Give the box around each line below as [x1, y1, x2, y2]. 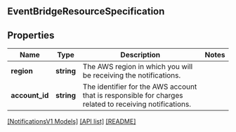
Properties [7, 29, 55, 41]
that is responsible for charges [82, 91, 183, 101]
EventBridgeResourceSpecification [7, 6, 165, 17]
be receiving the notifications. [82, 71, 181, 80]
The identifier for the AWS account [82, 82, 197, 91]
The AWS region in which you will [82, 62, 193, 72]
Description [120, 50, 161, 60]
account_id [11, 91, 49, 101]
